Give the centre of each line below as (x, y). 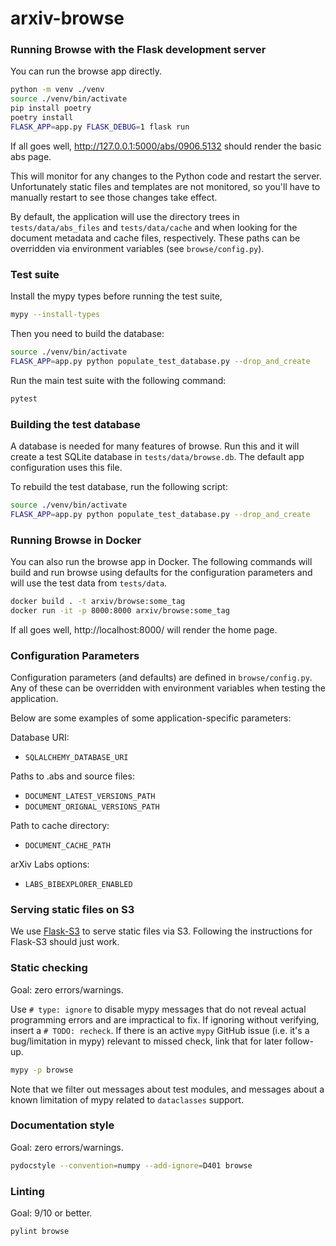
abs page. (31, 156)
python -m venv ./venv (57, 90)
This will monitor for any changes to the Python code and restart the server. (166, 176)
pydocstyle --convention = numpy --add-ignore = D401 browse (131, 1165)
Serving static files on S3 (72, 909)
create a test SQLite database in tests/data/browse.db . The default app (157, 456)
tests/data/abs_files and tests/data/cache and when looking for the (154, 227)
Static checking (49, 968)
